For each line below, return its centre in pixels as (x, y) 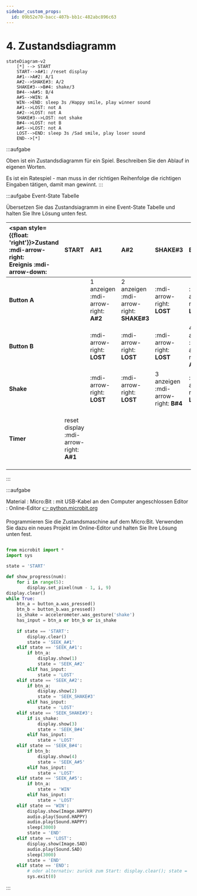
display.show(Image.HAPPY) (60, 811)
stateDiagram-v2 (26, 62)
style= (38, 228)
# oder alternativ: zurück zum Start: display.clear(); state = (107, 871)
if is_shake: (43, 718)
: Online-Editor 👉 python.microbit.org (52, 508)
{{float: (19, 235)
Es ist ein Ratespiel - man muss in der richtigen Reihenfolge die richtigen (94, 178)
